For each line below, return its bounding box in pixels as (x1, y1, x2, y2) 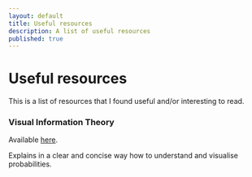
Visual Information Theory (8, 117, 115, 128)
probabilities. (8, 159, 52, 169)
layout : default (8, 11, 63, 20)
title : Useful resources (8, 19, 93, 28)
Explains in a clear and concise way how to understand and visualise (8, 151, 238, 161)
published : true (8, 34, 63, 43)
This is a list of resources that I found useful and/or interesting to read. (8, 97, 245, 106)
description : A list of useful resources (8, 27, 151, 35)
